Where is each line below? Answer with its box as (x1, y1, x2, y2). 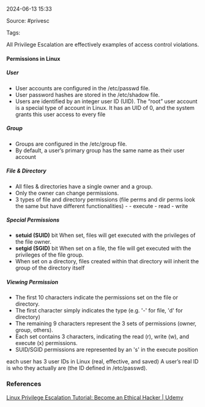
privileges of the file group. (15, 251, 84, 258)
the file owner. (15, 238, 52, 246)
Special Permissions (6, 216, 60, 223)
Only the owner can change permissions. (15, 189, 119, 196)
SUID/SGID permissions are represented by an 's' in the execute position (15, 346, 198, 354)
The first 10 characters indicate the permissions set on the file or (15, 294, 179, 301)
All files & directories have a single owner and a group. (15, 182, 153, 190)
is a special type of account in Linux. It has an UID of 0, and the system (15, 104, 195, 111)
